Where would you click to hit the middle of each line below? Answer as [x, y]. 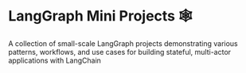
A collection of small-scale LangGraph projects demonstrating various [123, 43]
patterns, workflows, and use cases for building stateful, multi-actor [120, 52]
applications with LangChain [55, 60]
